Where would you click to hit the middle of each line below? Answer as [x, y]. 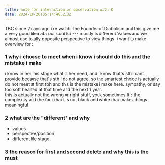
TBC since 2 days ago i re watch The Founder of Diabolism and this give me [82, 28]
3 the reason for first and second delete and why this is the [77, 152]
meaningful [16, 105]
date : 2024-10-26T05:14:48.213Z [38, 14]
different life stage [31, 139]
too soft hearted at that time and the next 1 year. [54, 89]
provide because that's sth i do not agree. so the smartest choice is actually [82, 79]
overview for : [19, 44]
